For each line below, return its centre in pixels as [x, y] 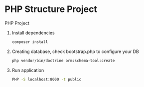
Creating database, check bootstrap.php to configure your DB [75, 51]
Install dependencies [33, 32]
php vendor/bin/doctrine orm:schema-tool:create [63, 60]
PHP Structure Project [51, 9]
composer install [30, 42]
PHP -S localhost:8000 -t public [47, 79]
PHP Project [17, 23]
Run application [28, 70]
